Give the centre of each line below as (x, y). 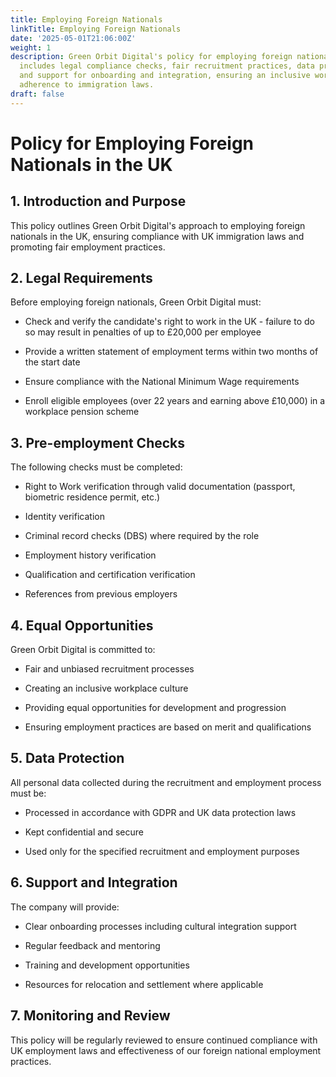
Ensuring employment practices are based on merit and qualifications (168, 727)
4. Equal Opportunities (82, 625)
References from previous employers (101, 594)
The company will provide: (65, 907)
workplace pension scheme (82, 412)
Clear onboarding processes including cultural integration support (160, 926)
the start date (52, 362)
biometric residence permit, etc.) (92, 497)
